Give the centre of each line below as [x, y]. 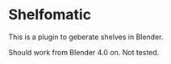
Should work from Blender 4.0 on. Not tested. [84, 52]
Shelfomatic [50, 15]
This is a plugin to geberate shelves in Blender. [86, 37]
